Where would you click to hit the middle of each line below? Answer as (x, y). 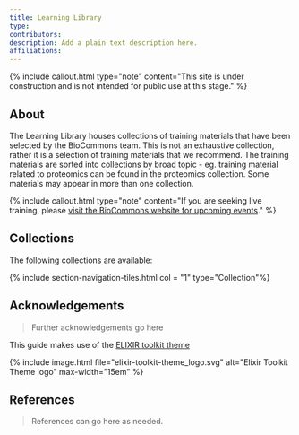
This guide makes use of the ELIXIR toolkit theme (100, 344)
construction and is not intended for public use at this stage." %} (128, 86)
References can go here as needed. (97, 422)
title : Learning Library (56, 17)
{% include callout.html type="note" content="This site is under (127, 76)
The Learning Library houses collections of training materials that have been (150, 135)
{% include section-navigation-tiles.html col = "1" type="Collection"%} (140, 277)
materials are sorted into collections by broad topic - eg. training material (144, 164)
